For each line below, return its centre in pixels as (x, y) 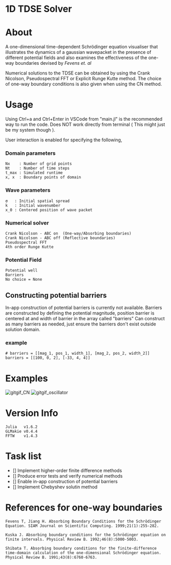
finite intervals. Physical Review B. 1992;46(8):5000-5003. (72, 540)
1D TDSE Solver (39, 9)
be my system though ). (30, 130)
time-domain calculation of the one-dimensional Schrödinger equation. (83, 553)
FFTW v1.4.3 (22, 436)
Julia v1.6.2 (22, 427)
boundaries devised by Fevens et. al (53, 63)
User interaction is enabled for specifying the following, (64, 140)
